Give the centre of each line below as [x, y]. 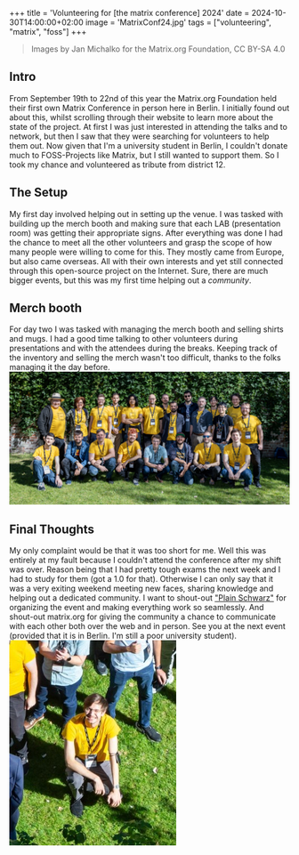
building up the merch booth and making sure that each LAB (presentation [145, 223]
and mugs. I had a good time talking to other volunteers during [124, 339]
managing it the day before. [60, 367]
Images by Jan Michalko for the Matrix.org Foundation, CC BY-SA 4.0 [158, 49]
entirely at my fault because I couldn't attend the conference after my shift [145, 561]
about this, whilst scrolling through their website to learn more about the [141, 117]
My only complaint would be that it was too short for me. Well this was [138, 551]
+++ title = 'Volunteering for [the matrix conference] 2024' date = [129, 13]
